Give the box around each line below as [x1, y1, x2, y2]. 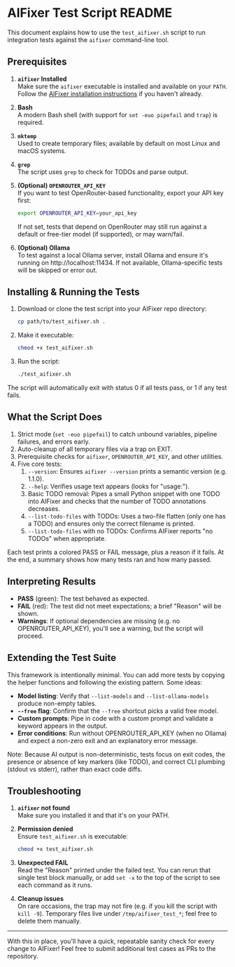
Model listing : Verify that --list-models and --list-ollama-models [17, 691, 209, 700]
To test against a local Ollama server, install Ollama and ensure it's [17, 251, 208, 259]
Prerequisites [7, 56, 67, 68]
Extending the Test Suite [7, 652, 117, 664]
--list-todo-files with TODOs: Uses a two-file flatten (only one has [27, 512, 226, 520]
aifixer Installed [17, 74, 67, 83]
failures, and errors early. [17, 437, 90, 446]
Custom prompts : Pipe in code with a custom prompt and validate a [17, 714, 213, 722]
